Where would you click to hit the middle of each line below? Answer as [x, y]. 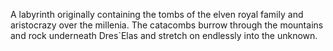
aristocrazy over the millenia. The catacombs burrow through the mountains [167, 25]
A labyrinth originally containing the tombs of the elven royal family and [157, 14]
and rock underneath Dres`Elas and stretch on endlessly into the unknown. [164, 35]
